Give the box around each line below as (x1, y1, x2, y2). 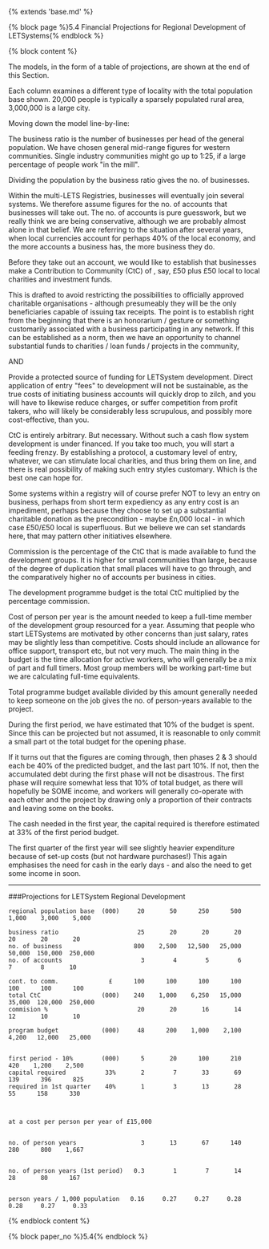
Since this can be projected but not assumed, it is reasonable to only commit (8, 728, 261, 737)
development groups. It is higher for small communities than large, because (8, 555, 258, 565)
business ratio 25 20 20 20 (8, 928, 242, 936)
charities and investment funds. (8, 274, 113, 284)
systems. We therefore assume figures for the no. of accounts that (8, 200, 228, 209)
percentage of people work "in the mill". (8, 160, 140, 169)
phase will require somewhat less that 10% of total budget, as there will (8, 778, 243, 787)
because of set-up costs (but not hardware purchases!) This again (8, 852, 227, 861)
